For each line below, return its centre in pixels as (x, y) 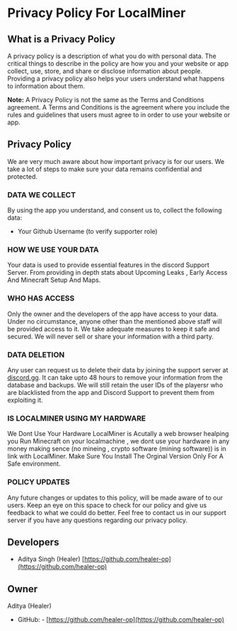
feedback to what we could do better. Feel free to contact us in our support (117, 512)
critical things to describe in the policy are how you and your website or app (118, 64)
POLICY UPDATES (39, 482)
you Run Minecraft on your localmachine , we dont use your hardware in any (118, 441)
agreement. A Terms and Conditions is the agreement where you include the (118, 107)
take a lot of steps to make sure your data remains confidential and (105, 169)
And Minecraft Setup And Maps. (54, 280)
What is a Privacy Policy (61, 39)
